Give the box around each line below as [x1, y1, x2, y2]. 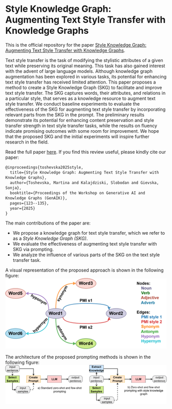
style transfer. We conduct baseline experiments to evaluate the [5, 100, 140, 107]
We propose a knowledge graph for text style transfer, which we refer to [12, 230, 165, 236]
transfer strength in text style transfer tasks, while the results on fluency [5, 122, 158, 129]
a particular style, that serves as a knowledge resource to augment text [5, 95, 156, 101]
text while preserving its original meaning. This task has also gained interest [5, 63, 165, 69]
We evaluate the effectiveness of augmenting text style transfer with [12, 240, 157, 247]
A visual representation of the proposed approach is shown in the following [5, 267, 164, 273]
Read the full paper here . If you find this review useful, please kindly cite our [5, 149, 166, 155]
